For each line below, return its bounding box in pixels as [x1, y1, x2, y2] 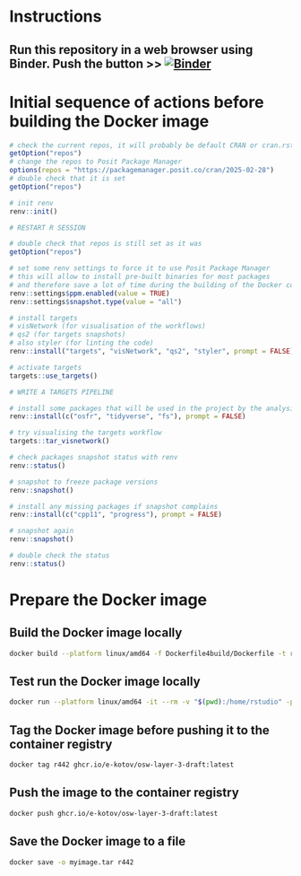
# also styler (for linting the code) [9, 338, 154, 347]
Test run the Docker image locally [9, 674, 201, 689]
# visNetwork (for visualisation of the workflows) [9, 321, 206, 331]
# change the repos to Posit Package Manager [9, 157, 182, 167]
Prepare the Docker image [9, 590, 208, 609]
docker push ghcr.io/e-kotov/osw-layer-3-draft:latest [9, 809, 219, 818]
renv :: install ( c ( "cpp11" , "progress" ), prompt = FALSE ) [9, 510, 222, 520]
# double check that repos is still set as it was [9, 240, 202, 249]
